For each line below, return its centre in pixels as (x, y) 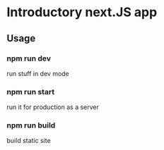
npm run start (30, 92)
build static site (29, 141)
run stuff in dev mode (38, 73)
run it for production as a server (53, 107)
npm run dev (29, 58)
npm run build (31, 125)
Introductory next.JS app (82, 12)
